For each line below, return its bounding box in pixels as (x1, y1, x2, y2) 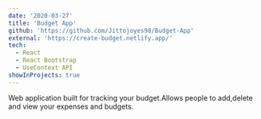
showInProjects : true (8, 71, 81, 79)
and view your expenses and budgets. (8, 101, 134, 111)
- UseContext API (15, 64, 73, 72)
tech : (8, 42, 26, 50)
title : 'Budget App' (8, 19, 77, 27)
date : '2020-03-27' (8, 11, 73, 20)
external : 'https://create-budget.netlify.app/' (8, 34, 173, 42)
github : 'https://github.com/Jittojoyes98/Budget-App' (8, 26, 195, 34)
